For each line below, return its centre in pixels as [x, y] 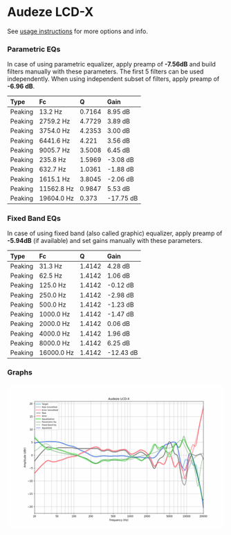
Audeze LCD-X [50, 12]
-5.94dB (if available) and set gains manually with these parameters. [105, 241]
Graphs [20, 372]
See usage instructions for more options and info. [78, 31]
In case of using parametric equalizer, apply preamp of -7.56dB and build [112, 64]
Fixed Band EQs [34, 218]
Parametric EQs [34, 49]
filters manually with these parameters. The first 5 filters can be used [105, 72]
